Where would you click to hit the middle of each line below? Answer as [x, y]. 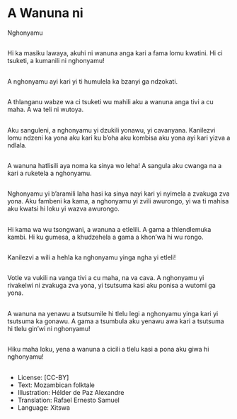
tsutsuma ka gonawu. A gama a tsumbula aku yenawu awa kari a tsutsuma [116, 321]
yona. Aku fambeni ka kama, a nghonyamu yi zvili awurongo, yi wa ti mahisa [118, 201]
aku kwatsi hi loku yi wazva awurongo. [64, 209]
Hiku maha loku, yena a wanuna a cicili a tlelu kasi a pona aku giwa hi [108, 350]
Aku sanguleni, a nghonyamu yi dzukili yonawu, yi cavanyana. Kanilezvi [111, 130]
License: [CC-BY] [43, 377]
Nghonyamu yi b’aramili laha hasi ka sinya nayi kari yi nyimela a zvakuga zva [118, 194]
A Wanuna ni [45, 13]
